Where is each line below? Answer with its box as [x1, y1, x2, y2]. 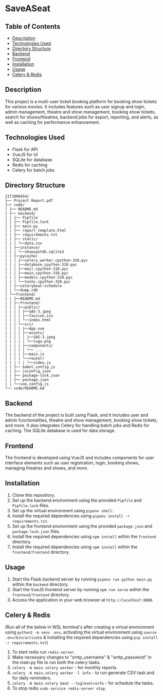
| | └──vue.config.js [5, 382, 49, 387]
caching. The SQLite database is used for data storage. [5, 427, 116, 434]
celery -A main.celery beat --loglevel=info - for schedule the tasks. [12, 680, 154, 686]
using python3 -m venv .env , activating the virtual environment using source [5, 629, 157, 635]
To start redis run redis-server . [12, 649, 75, 655]
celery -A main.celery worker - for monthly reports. [12, 664, 118, 670]
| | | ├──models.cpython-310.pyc [5, 275, 73, 280]
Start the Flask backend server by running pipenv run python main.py [12, 576, 152, 582]
